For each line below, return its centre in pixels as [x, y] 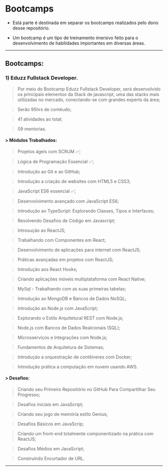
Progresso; [29, 395]
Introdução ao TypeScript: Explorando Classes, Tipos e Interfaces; [86, 211]
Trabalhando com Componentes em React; [61, 240]
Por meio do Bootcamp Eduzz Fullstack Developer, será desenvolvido [89, 89]
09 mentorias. [32, 129]
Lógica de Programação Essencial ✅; [55, 161]
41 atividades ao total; [40, 119]
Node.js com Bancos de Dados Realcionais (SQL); [69, 328]
